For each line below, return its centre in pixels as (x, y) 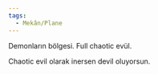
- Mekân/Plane (39, 23)
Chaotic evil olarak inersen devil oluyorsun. (79, 61)
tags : (17, 16)
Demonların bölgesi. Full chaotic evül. (70, 45)
